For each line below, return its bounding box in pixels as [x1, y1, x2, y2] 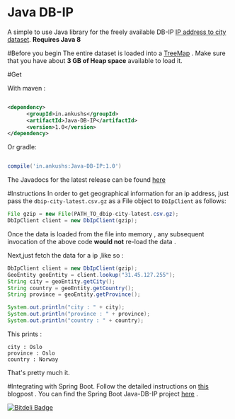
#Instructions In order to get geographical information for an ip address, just [7, 189, 229, 198]
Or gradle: [7, 143, 37, 151]
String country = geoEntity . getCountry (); [7, 285, 134, 292]
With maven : [7, 84, 46, 92]
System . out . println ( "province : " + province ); [7, 311, 151, 318]
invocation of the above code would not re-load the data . [7, 237, 176, 246]
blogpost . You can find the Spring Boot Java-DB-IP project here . [7, 389, 198, 398]
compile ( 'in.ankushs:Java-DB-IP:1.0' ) [7, 163, 122, 170]
